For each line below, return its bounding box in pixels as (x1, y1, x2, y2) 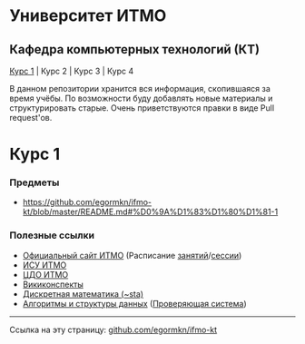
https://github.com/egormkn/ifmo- (22, 197, 152, 208)
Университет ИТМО (9, 5, 167, 26)
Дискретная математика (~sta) (22, 288, 143, 300)
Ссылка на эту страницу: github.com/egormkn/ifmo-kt (9, 324, 218, 335)
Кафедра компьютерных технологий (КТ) (9, 42, 261, 57)
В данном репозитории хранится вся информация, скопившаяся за (9, 84, 271, 93)
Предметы (9, 176, 60, 189)
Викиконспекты (22, 279, 84, 290)
